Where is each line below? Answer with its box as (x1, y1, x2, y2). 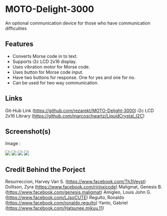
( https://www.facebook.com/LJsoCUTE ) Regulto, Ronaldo (5, 194, 124, 200)
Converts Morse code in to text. (12, 53, 78, 59)
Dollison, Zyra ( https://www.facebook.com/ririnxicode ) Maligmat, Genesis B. (5, 184, 162, 190)
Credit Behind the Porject (5, 165, 85, 173)
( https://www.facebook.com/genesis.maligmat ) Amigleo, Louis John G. (5, 189, 151, 195)
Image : (5, 140, 21, 146)
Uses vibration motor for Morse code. (12, 63, 90, 69)
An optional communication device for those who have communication (5, 20, 151, 26)
